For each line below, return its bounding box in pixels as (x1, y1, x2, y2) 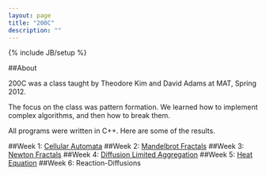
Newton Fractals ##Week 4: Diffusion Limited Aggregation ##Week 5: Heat (8, 150, 253, 159)
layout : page (8, 11, 51, 20)
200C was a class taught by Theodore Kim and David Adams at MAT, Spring (8, 78, 257, 88)
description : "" (8, 26, 62, 34)
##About (8, 63, 37, 73)
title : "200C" (8, 19, 55, 27)
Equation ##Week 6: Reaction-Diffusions (8, 158, 141, 168)
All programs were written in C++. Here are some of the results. (8, 126, 215, 135)
